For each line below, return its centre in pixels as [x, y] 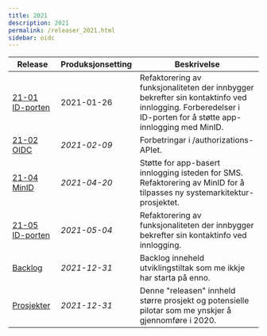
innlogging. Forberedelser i [190, 108]
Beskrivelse [197, 64]
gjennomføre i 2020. [178, 320]
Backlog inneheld [172, 258]
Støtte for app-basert [180, 163]
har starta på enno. [175, 278]
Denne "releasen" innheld [188, 291]
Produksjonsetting [97, 64]
